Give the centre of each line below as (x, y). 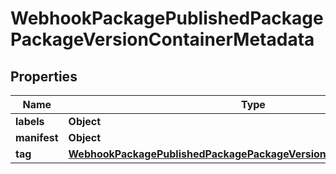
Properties (44, 76)
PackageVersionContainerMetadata (162, 39)
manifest (37, 137)
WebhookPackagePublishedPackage (167, 18)
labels (30, 121)
